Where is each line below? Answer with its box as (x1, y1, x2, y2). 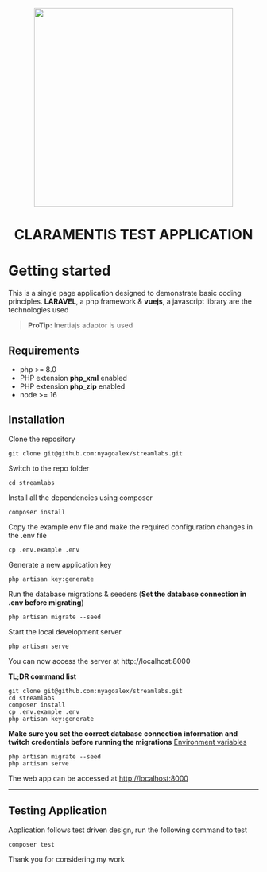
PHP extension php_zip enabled (19, 382, 126, 391)
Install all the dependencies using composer (8, 493, 153, 502)
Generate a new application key (8, 560, 112, 569)
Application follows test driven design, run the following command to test (8, 825, 248, 835)
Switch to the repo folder (8, 463, 90, 473)
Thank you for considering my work (8, 855, 126, 864)
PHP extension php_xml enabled (19, 373, 127, 382)
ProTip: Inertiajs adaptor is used (27, 320, 133, 330)
